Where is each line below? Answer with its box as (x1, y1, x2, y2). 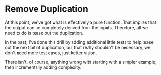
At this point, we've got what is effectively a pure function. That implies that (5, 19, 157, 25)
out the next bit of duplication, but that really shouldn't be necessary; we (5, 44, 151, 50)
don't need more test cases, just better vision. (5, 50, 97, 56)
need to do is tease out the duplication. (5, 30, 84, 36)
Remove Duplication (5, 3, 89, 15)
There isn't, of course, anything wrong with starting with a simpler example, (5, 59, 157, 65)
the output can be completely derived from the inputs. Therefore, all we (5, 24, 148, 30)
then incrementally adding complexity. (5, 64, 82, 70)
